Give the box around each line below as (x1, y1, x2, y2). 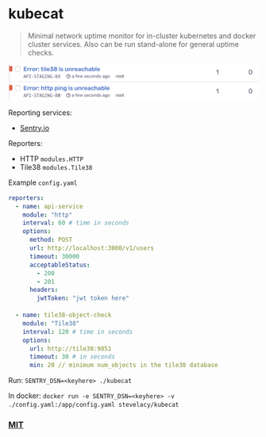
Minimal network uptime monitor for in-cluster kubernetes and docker (27, 31, 256, 40)
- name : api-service (15, 202, 83, 210)
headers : (29, 286, 59, 294)
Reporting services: (8, 108, 73, 117)
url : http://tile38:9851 (29, 344, 112, 353)
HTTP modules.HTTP (19, 154, 84, 163)
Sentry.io (19, 123, 50, 132)
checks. (27, 48, 54, 57)
